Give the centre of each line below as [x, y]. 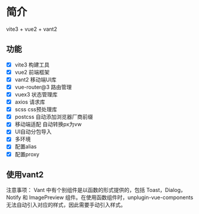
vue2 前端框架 [32, 72]
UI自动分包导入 [33, 132]
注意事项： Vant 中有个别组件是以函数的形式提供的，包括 [76, 190]
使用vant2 [25, 174]
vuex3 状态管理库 [36, 95]
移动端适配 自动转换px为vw [48, 124]
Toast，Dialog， [166, 190]
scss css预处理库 [36, 109]
